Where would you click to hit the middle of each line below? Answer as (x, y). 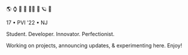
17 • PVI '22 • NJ (27, 22)
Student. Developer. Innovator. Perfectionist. (60, 34)
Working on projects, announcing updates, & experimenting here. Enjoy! (94, 46)
